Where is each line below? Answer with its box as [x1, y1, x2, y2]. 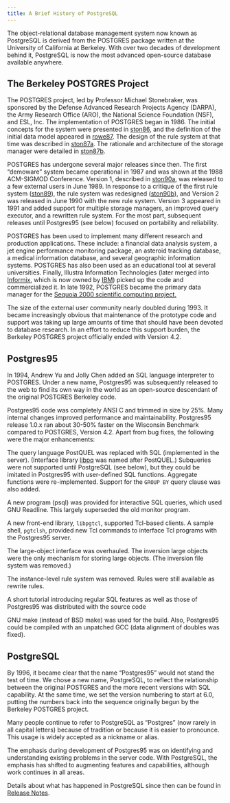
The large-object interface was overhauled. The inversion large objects [7, 547, 208, 555]
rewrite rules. [7, 582, 45, 590]
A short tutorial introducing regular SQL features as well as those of [7, 595, 198, 604]
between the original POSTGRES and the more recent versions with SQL [7, 684, 211, 692]
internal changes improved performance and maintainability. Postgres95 [7, 413, 211, 422]
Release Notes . [7, 789, 50, 797]
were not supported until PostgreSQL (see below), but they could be [7, 463, 200, 472]
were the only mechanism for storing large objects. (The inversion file [7, 554, 204, 563]
